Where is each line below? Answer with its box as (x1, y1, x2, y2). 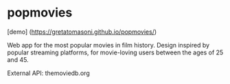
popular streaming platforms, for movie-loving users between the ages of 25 (7, 48, 224, 56)
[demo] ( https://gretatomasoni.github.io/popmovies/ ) (7, 28, 157, 36)
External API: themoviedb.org (7, 69, 91, 77)
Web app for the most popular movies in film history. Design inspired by (7, 41, 210, 49)
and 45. (7, 55, 29, 63)
